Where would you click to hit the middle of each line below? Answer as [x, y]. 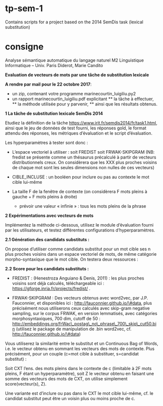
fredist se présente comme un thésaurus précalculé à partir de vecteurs [84, 157]
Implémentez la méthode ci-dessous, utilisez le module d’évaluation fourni [79, 225]
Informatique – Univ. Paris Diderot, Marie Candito [54, 65]
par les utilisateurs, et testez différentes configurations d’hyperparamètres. [80, 230]
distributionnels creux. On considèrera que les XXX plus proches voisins [84, 162]
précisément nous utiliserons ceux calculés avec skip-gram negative [81, 308]
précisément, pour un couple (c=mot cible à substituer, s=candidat [72, 353]
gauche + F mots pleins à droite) [45, 196]
